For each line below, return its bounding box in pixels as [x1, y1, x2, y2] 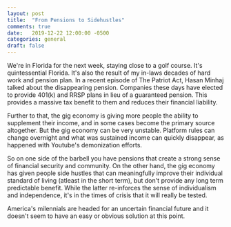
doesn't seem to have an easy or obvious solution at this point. [7, 212, 185, 220]
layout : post [7, 10, 45, 17]
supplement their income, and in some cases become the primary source [7, 119, 215, 127]
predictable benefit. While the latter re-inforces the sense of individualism [7, 184, 217, 192]
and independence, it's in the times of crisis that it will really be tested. [7, 191, 208, 199]
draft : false [7, 42, 45, 49]
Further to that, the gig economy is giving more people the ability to [7, 111, 199, 120]
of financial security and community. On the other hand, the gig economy [7, 162, 215, 170]
